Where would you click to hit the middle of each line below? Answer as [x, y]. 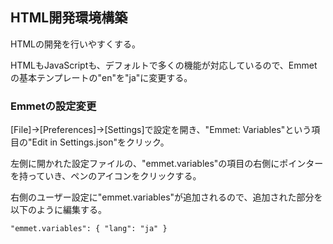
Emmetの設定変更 [53, 106]
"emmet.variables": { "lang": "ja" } [89, 229]
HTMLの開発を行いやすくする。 [76, 44]
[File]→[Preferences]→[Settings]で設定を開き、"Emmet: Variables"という [161, 130]
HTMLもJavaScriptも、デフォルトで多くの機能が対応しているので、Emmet [164, 65]
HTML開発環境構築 [69, 18]
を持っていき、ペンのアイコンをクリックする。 [106, 176]
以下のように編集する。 [58, 210]
